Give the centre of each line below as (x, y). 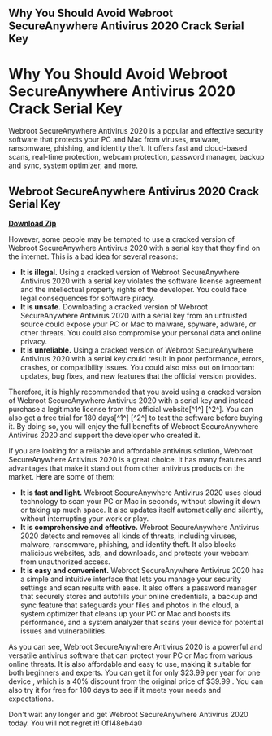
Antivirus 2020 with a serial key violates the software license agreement (140, 281)
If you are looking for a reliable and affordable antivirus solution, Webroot (131, 451)
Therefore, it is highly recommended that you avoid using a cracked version (135, 392)
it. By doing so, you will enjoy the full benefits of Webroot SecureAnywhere (134, 427)
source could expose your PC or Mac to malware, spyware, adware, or (138, 324)
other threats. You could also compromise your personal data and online (141, 333)
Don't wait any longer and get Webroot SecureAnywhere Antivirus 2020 (129, 715)
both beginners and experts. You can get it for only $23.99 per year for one (134, 673)
